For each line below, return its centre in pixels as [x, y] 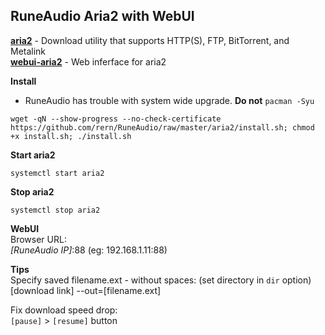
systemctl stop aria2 [55, 210]
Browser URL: [38, 239]
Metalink [28, 51]
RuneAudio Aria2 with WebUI [102, 16]
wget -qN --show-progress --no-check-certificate [116, 119]
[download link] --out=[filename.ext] [86, 290]
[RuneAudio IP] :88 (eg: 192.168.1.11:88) [89, 250]
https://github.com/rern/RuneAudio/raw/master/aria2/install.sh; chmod [162, 127]
